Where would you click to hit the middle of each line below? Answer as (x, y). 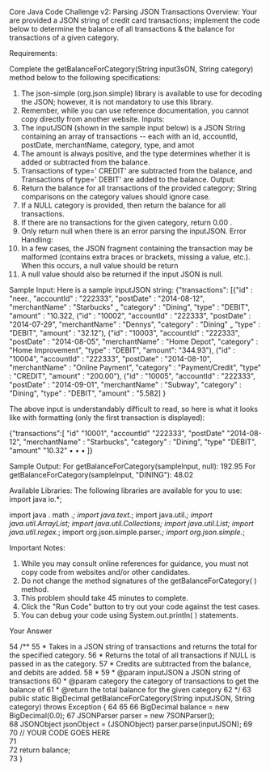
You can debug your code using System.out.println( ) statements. (130, 615)
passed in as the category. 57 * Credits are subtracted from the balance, (130, 664)
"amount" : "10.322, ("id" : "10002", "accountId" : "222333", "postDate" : (130, 316)
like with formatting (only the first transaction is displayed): (107, 418)
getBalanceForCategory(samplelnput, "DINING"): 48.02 (101, 475)
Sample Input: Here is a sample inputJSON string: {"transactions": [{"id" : (131, 290)
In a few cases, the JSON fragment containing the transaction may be (137, 248)
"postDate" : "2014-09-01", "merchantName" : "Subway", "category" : (125, 385)
